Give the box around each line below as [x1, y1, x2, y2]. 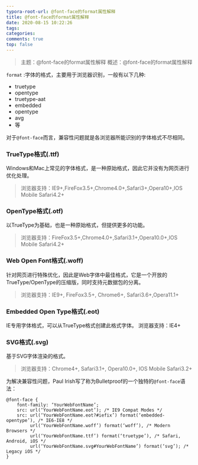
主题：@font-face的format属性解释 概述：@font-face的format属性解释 [20, 58, 193, 66]
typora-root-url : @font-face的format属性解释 [6, 8, 116, 15]
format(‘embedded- [119, 412, 165, 418]
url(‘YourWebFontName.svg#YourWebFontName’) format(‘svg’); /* [30, 444, 189, 450]
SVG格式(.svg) [6, 338, 49, 346]
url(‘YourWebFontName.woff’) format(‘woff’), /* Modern [30, 423, 170, 429]
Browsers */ [6, 428, 35, 434]
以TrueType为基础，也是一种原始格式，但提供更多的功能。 [6, 222, 148, 229]
